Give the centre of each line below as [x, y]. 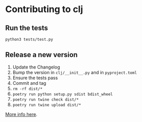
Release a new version [41, 55]
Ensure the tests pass [35, 78]
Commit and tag [29, 83]
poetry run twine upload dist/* [47, 105]
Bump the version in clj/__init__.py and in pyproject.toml [75, 72]
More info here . [21, 114]
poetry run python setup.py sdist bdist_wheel [63, 94]
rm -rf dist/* [27, 89]
